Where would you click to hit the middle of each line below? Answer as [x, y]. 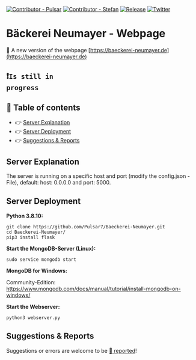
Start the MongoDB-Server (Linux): [51, 248]
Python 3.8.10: [25, 216]
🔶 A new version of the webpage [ [48, 50]
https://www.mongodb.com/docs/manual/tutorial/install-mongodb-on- [94, 288]
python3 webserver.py [33, 318]
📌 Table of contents [43, 107]
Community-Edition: [31, 282]
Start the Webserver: [33, 307]
